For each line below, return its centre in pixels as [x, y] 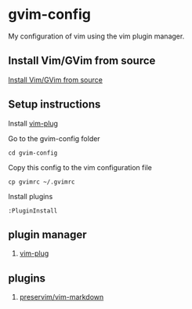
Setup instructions [54, 105]
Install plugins [31, 196]
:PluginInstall [33, 211]
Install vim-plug [33, 123]
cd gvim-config [33, 153]
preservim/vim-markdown [62, 297]
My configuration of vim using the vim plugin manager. [96, 36]
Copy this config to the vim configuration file [80, 167]
